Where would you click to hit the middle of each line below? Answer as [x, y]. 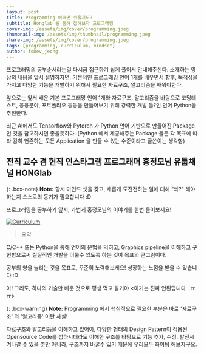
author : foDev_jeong [32, 52]
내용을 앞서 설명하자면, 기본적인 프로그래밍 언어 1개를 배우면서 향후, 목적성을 [107, 77]
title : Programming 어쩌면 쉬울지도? [49, 18]
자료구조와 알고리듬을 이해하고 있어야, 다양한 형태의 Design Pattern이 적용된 [97, 329]
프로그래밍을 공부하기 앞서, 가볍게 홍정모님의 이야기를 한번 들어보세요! [89, 209]
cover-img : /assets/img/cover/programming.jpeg [68, 29]
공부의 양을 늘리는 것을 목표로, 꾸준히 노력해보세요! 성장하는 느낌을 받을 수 [93, 267]
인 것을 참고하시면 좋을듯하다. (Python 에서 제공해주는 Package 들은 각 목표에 [99, 133]
